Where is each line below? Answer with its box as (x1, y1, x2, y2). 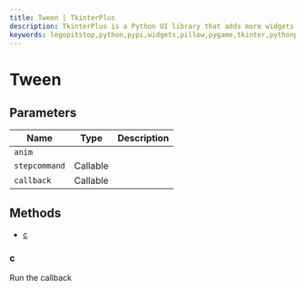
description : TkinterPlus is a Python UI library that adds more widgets (9, 22, 295, 31)
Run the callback (9, 273, 73, 284)
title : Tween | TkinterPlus (9, 13, 116, 23)
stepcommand (14, 160, 66, 171)
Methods (9, 205, 62, 220)
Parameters (9, 105, 77, 121)
